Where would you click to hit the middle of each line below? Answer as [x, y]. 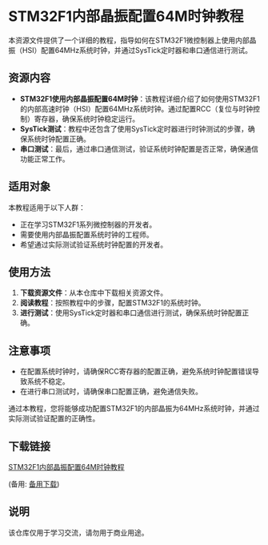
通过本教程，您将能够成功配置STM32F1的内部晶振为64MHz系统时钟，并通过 [134, 409]
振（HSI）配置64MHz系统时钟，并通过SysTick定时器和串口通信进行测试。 [130, 50]
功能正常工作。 [44, 159]
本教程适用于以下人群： [47, 207]
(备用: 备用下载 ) [34, 484]
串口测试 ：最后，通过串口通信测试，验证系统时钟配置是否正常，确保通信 [139, 148]
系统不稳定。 [48, 381]
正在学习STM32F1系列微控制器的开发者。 [88, 224]
